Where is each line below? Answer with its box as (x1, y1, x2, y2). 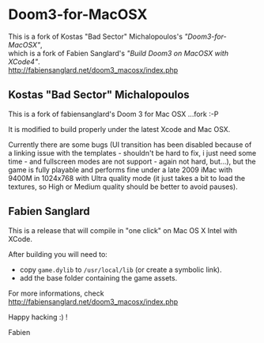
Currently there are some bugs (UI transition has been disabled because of (8, 140, 252, 149)
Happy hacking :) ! (8, 312, 69, 322)
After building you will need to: (8, 249, 108, 258)
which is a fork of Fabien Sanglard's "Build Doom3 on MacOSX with (8, 48, 229, 58)
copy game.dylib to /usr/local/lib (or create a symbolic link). (19, 265, 222, 274)
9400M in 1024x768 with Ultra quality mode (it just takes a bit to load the (8, 173, 246, 183)
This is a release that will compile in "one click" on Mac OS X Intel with (8, 225, 238, 235)
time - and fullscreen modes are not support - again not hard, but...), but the (8, 156, 256, 166)
